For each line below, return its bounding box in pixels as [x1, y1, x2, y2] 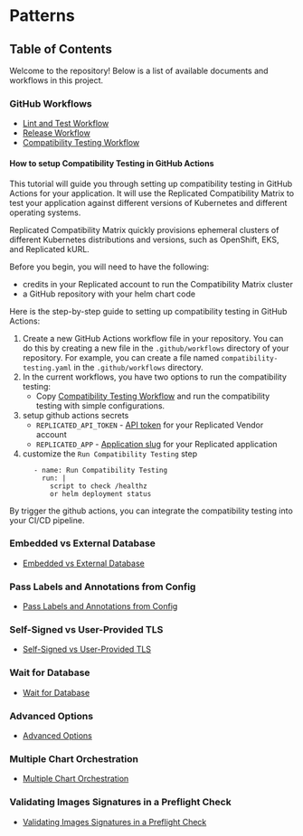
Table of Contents [9, 42, 113, 57]
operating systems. [9, 207, 81, 218]
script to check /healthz [49, 481, 147, 491]
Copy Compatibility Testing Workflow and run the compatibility [35, 390, 270, 401]
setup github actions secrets [22, 409, 129, 420]
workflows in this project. [9, 75, 104, 86]
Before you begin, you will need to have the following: [9, 261, 210, 272]
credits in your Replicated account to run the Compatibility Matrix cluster [22, 278, 294, 289]
